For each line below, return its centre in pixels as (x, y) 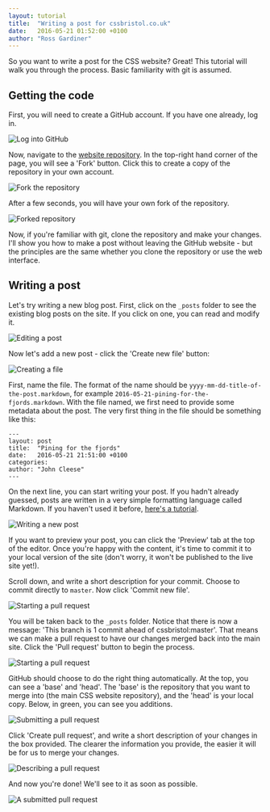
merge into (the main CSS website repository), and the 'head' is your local (131, 695)
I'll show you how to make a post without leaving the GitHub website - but (131, 243)
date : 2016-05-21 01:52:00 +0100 (68, 31)
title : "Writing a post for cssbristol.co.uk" (90, 23)
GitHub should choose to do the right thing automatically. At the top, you (128, 678)
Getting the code (51, 95)
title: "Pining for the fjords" (64, 448)
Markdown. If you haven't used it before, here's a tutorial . (104, 508)
